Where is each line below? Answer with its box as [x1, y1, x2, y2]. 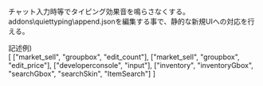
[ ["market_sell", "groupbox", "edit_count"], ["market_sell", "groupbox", [8, 52, 241, 62]
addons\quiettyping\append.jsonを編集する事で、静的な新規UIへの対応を [8, 17, 249, 26]
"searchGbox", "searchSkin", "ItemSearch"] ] [8, 69, 156, 78]
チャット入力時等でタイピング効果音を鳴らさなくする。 [8, 7, 190, 16]
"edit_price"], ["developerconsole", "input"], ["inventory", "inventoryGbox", [8, 61, 253, 69]
